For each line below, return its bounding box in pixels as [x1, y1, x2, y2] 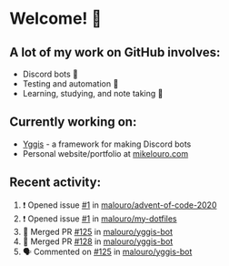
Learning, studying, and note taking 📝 [22, 88, 164, 98]
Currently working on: [9, 114, 137, 130]
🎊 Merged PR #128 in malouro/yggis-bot [22, 236, 174, 247]
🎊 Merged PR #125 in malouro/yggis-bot [22, 226, 174, 237]
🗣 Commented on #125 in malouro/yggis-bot [22, 246, 193, 257]
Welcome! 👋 [9, 8, 103, 29]
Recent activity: [9, 175, 102, 190]
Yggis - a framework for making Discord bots [22, 138, 192, 149]
